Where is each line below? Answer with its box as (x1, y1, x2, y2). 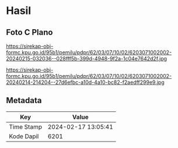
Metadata (6, 96, 42, 105)
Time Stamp (9, 122, 43, 131)
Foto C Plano (6, 27, 53, 37)
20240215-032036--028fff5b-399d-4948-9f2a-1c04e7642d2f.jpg (6, 55, 167, 62)
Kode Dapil (9, 132, 39, 140)
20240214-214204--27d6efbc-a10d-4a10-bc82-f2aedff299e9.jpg (6, 79, 165, 86)
